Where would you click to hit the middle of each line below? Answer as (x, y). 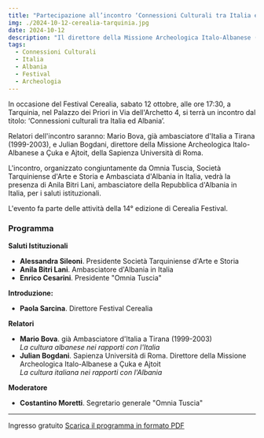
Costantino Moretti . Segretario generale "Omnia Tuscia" (111, 403)
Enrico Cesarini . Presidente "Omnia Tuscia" (91, 277)
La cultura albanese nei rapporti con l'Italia (90, 347)
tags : (17, 45)
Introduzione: (31, 293)
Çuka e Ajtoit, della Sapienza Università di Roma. (125, 152)
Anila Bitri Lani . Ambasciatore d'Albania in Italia (97, 269)
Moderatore (28, 388)
